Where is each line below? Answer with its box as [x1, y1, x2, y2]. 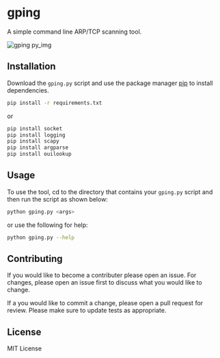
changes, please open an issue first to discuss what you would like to [7, 278, 203, 287]
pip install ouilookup [7, 151, 72, 158]
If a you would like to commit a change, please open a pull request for [7, 299, 204, 307]
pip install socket [7, 125, 63, 132]
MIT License [7, 344, 42, 353]
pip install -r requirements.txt [7, 99, 102, 106]
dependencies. [7, 86, 49, 94]
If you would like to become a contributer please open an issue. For [7, 271, 197, 279]
